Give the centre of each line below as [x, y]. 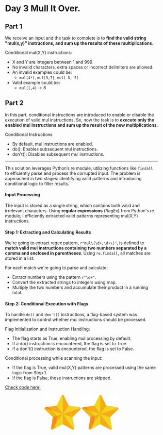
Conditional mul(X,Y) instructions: [39, 52]
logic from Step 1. [30, 373]
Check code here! [23, 387]
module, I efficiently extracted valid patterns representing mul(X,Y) [72, 216]
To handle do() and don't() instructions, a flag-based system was [71, 315]
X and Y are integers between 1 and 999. [53, 62]
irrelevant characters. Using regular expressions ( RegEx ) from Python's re [80, 211]
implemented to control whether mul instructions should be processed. [76, 320]
